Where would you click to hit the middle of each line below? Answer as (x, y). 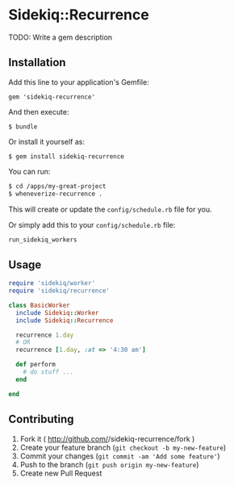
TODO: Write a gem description (61, 37)
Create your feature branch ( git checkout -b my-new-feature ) (123, 447)
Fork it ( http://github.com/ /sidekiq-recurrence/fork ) (107, 438)
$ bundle (23, 127)
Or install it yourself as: (46, 141)
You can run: (29, 171)
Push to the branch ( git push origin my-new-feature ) (109, 464)
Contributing (41, 419)
